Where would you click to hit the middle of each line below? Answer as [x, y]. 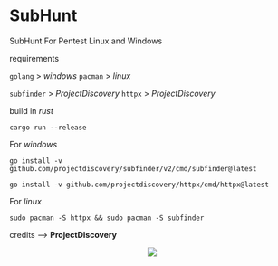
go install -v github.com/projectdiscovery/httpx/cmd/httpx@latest [139, 185]
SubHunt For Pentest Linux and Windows [86, 41]
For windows [34, 144]
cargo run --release [48, 128]
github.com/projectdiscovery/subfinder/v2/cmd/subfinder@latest [133, 168]
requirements [34, 58]
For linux [26, 201]
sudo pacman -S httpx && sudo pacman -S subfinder [107, 218]
